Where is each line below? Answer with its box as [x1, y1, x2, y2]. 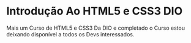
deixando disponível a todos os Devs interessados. [6, 30, 135, 38]
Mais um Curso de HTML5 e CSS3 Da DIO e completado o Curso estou [6, 24, 185, 31]
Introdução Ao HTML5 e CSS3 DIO [6, 4, 183, 18]
